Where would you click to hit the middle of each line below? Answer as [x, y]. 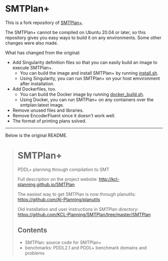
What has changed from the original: [43, 53]
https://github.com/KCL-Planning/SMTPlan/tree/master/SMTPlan [84, 214]
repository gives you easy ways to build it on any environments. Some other [83, 38]
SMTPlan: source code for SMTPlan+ [63, 242]
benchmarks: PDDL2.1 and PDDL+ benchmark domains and [86, 247]
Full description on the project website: [57, 179]
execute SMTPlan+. [33, 68]
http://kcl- [109, 179]
